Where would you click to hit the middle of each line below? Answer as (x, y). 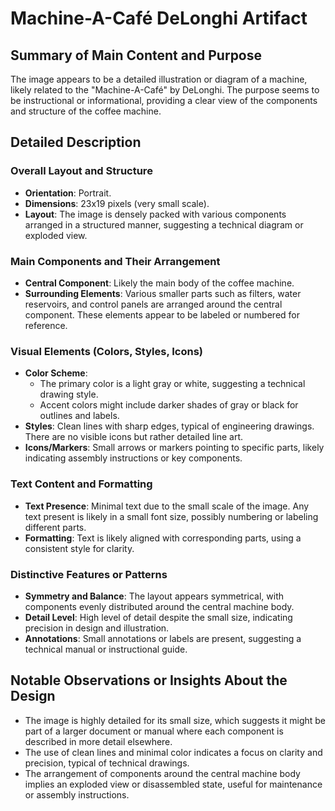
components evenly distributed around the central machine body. (159, 606)
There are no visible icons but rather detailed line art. (134, 437)
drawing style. (69, 394)
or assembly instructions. (77, 794)
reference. (46, 325)
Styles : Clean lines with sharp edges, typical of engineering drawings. (169, 426)
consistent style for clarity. (79, 548)
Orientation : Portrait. (68, 193)
